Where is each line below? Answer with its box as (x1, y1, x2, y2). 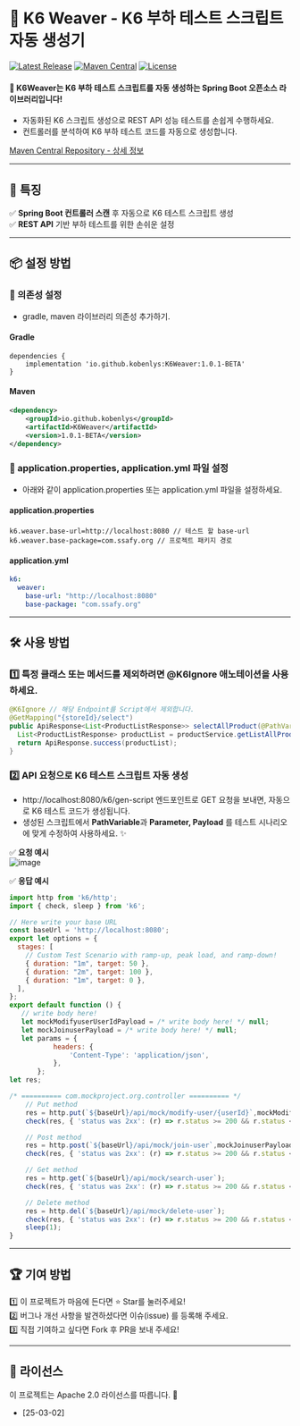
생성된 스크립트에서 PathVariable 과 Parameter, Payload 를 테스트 (21, 816, 257, 827)
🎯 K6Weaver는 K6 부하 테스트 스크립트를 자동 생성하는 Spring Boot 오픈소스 (9, 82, 279, 93)
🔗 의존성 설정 (9, 289, 62, 301)
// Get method (25, 1166, 78, 1175)
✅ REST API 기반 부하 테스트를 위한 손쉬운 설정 (9, 218, 175, 229)
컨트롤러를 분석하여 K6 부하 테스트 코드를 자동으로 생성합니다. (21, 126, 238, 137)
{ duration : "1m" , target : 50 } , (25, 958, 150, 968)
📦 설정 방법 (9, 256, 71, 271)
